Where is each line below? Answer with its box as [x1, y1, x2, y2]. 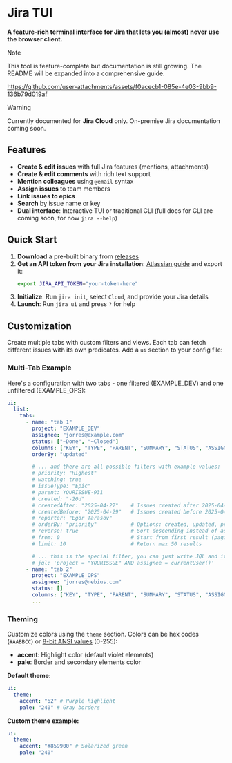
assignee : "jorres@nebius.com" [32, 578, 122, 585]
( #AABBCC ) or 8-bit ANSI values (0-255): [7, 637, 118, 646]
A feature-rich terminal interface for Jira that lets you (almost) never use [7, 28, 220, 36]
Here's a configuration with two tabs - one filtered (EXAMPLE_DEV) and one [7, 379, 224, 387]
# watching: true [32, 476, 81, 483]
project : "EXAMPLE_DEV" [32, 425, 100, 433]
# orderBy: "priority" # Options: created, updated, [32, 521, 217, 528]
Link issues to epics [17, 191, 76, 200]
